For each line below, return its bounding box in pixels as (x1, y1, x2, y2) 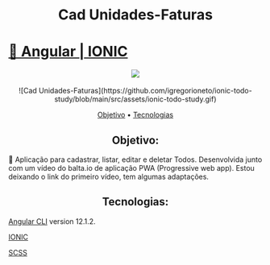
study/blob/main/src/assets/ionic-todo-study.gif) (54, 94, 217, 104)
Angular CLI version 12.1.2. (8, 216, 96, 226)
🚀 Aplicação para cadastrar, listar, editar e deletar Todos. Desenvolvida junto (8, 155, 263, 164)
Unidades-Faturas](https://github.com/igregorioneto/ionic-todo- (39, 86, 252, 96)
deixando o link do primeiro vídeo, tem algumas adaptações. (8, 172, 210, 181)
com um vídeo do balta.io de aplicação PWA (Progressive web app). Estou (8, 163, 255, 172)
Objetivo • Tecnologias (97, 110, 174, 120)
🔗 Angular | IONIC (8, 43, 128, 61)
